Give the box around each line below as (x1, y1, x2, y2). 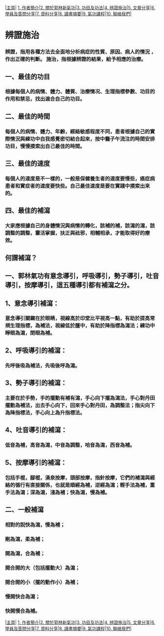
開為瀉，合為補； (5, 550, 45, 557)
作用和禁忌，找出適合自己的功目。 (5, 95, 85, 102)
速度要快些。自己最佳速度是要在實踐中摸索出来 (40, 183, 150, 190)
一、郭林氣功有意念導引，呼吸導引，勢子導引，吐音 (5, 272, 159, 280)
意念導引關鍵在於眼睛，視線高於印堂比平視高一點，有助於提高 (5, 315, 150, 322)
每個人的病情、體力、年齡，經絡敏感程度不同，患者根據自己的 (5, 128, 150, 135)
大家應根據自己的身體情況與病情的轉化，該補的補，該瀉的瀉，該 (5, 222, 155, 229)
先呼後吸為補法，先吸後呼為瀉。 (5, 362, 81, 369)
